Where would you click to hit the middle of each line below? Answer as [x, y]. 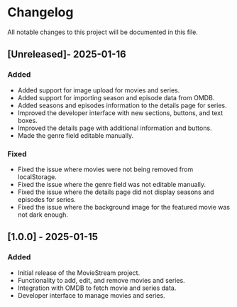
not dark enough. [43, 215]
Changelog [40, 12]
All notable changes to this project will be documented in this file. [103, 32]
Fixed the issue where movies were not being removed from [105, 169]
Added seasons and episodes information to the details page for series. [122, 105]
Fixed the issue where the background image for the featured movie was [124, 207]
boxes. [27, 120]
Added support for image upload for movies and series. [99, 90]
